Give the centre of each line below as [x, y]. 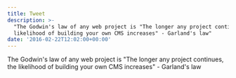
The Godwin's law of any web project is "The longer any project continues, [116, 59]
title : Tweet [26, 14]
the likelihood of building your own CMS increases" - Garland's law [104, 67]
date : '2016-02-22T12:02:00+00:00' [59, 40]
